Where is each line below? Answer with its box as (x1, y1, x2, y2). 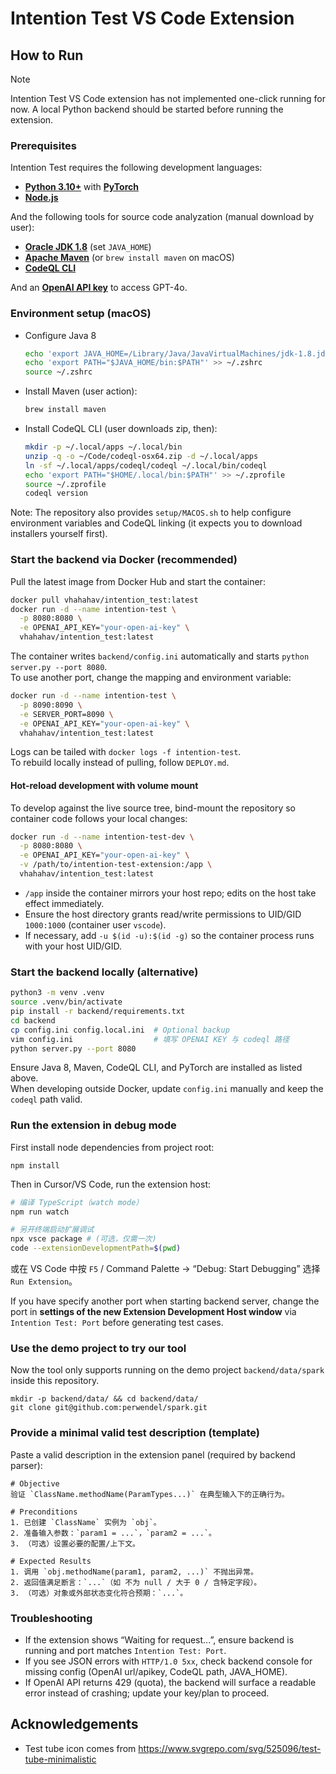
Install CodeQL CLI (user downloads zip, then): (24, 423, 218, 435)
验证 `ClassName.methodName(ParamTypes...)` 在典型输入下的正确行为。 (10, 1489, 290, 1499)
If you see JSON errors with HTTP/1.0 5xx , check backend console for (24, 1655, 313, 1667)
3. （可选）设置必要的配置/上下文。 (10, 1538, 140, 1549)
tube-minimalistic (24, 1753, 97, 1765)
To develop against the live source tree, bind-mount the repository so (10, 802, 297, 814)
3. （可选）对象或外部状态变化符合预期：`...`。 (10, 1588, 188, 1598)
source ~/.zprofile (24, 479, 107, 489)
